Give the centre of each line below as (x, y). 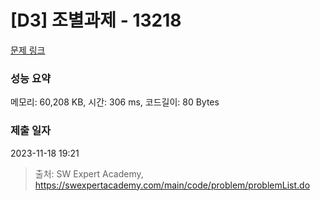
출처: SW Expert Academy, (89, 173)
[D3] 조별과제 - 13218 (96, 20)
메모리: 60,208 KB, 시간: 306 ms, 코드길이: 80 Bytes (115, 102)
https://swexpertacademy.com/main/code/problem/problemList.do (172, 185)
